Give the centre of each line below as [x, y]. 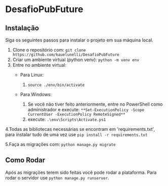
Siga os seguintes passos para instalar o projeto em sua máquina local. [79, 40]
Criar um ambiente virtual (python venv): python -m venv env [76, 60]
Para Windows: [36, 94]
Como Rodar [25, 160]
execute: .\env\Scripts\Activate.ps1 [67, 119]
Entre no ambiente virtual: [39, 65]
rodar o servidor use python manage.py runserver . [57, 177]
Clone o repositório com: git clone [49, 50]
